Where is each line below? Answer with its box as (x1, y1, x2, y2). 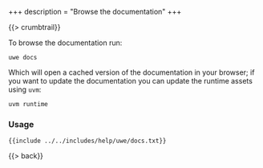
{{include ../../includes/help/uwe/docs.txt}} (8, 137, 167, 145)
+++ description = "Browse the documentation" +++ (8, 7, 182, 16)
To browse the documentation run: (8, 38, 123, 47)
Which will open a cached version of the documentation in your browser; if (8, 68, 255, 77)
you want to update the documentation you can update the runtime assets (8, 76, 253, 85)
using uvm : (8, 84, 42, 94)
